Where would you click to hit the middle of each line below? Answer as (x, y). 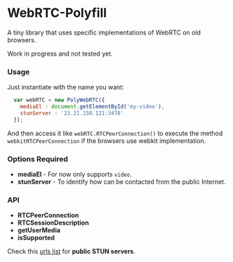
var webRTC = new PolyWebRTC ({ (59, 100)
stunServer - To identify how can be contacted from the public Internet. (121, 182)
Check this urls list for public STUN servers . (71, 251)
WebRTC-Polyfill (57, 13)
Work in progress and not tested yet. (60, 54)
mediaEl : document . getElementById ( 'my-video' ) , (92, 107)
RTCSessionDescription (53, 223)
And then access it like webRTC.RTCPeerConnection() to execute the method (115, 133)
